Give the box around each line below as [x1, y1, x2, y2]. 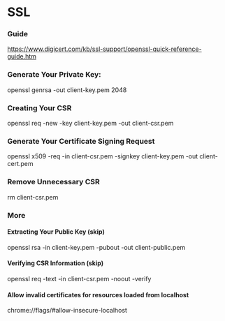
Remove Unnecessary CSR [7, 177, 100, 187]
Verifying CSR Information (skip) [7, 259, 103, 267]
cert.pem [7, 160, 34, 168]
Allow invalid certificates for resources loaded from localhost [7, 290, 189, 299]
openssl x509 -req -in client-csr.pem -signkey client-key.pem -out [7, 152, 198, 160]
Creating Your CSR [7, 103, 72, 112]
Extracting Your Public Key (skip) [7, 227, 105, 236]
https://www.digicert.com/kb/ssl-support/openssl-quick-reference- [7, 45, 202, 53]
